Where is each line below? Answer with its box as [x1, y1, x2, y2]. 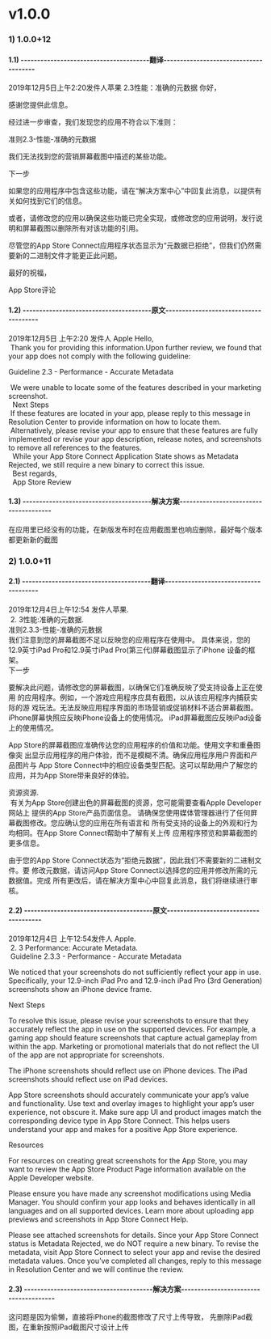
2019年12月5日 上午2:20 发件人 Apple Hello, [8, 333, 155, 343]
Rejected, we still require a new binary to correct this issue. [8, 460, 205, 469]
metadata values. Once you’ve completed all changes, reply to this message [8, 1256, 262, 1266]
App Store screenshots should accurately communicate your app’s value [8, 1090, 249, 1100]
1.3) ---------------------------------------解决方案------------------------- [8, 497, 263, 506]
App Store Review [11, 477, 72, 486]
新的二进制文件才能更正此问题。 [15, 251, 122, 261]
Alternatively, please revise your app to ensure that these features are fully [10, 426, 258, 435]
